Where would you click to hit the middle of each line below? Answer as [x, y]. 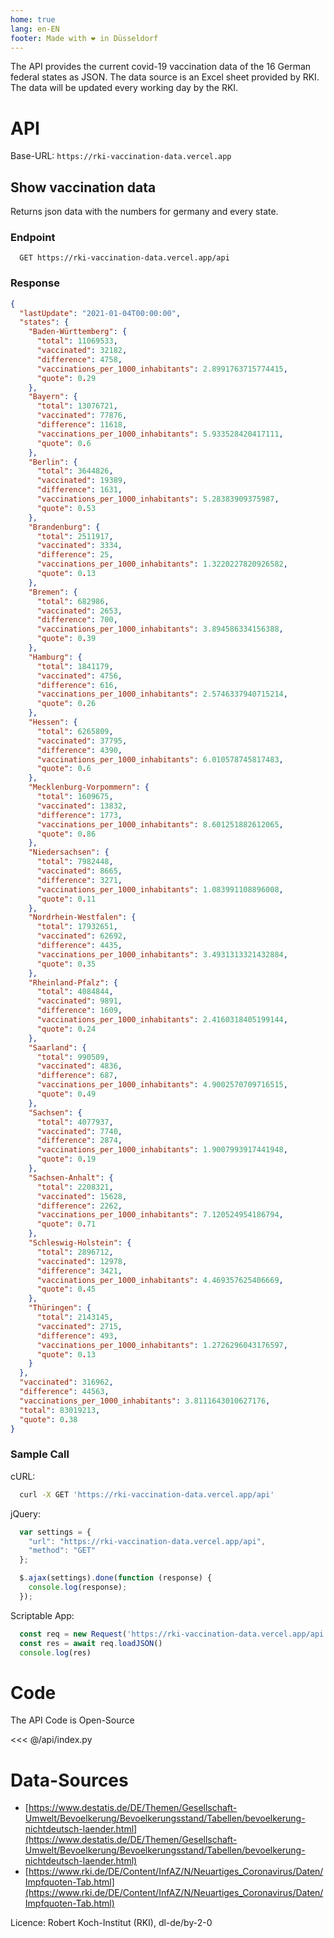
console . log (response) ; [78, 1587]
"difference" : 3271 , [79, 880]
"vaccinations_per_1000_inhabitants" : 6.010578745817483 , [160, 759]
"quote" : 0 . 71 [66, 1224]
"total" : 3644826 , [75, 471]
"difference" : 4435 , [79, 946]
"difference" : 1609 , [79, 1011]
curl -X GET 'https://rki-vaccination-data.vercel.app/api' [147, 1494]
